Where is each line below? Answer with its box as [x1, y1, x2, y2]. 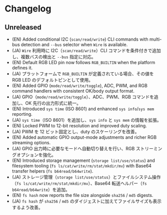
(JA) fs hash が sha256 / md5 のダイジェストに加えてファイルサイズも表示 [11, 198, 162, 204]
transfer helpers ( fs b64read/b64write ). [11, 168, 93, 174]
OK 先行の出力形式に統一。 [25, 100, 81, 106]
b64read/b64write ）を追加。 [11, 186, 70, 192]
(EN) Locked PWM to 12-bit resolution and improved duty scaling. [11, 123, 147, 128]
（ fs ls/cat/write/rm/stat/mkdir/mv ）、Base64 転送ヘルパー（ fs [11, 180, 147, 186]
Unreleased [4, 23, 42, 32]
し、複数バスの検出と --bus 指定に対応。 [11, 54, 96, 60]
